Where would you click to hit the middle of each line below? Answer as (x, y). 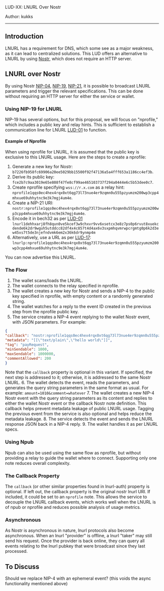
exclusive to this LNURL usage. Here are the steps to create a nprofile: (76, 157)
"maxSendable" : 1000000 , (30, 354)
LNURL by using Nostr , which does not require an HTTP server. (69, 59)
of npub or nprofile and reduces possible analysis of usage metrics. (73, 507)
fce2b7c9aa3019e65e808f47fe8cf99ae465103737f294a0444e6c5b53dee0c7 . (83, 182)
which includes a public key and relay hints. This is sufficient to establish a (80, 125)
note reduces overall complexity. (38, 463)
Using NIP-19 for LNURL (34, 109)
